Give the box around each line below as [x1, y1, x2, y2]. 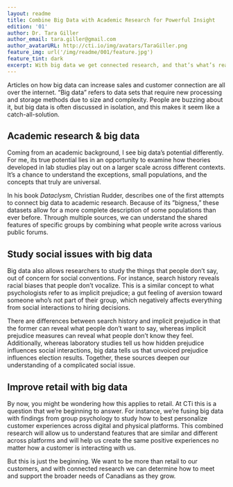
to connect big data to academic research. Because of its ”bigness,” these [7, 199, 220, 207]
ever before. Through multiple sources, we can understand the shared [7, 213, 208, 222]
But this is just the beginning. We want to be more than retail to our [7, 457, 198, 466]
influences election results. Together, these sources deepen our [7, 354, 190, 362]
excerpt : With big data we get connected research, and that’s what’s [7, 62, 216, 69]
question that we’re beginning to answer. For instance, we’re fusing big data [7, 407, 224, 416]
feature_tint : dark [7, 55, 64, 62]
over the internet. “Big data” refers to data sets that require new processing [7, 88, 223, 96]
